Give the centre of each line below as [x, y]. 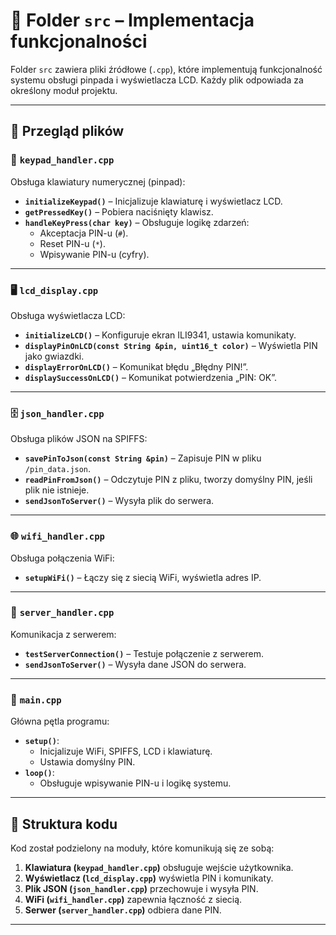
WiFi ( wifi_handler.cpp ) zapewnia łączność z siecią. [133, 899]
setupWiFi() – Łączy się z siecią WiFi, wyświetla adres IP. [143, 577]
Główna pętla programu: [60, 721]
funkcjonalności [79, 41]
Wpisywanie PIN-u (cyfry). [94, 254]
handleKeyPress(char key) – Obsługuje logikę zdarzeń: [137, 222]
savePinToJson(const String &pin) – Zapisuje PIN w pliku [143, 458]
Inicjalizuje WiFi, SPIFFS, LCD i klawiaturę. [126, 751]
